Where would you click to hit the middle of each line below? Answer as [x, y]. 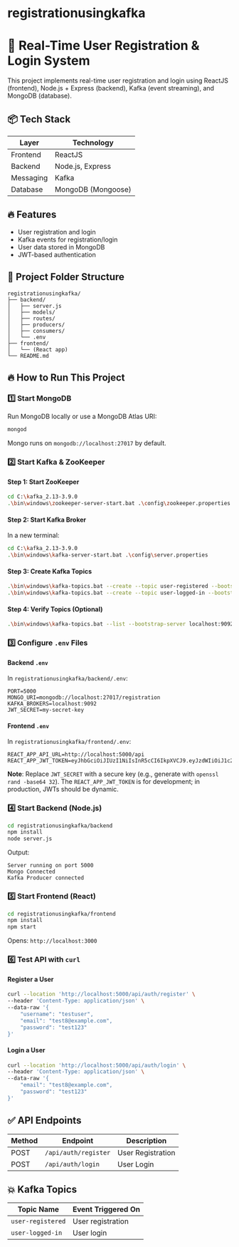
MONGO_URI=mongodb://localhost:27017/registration [84, 698]
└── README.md [28, 356]
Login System [49, 61]
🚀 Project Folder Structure [66, 277]
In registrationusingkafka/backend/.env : [68, 678]
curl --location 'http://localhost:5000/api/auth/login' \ [97, 1065]
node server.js [30, 839]
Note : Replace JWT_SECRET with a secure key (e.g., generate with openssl [113, 774]
